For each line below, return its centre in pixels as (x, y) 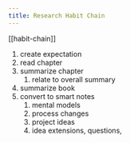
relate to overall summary (73, 79)
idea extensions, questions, (77, 130)
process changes (60, 113)
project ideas (53, 121)
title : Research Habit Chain (57, 16)
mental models (56, 105)
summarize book (47, 88)
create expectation (51, 54)
